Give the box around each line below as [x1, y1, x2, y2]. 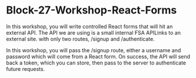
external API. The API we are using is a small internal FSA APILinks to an [6, 29, 181, 36]
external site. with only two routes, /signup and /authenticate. [6, 35, 155, 42]
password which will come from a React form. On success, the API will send [6, 53, 190, 60]
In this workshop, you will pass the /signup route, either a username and [6, 46, 181, 53]
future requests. [6, 65, 45, 72]
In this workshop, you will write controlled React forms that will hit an [6, 23, 173, 30]
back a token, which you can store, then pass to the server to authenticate [6, 59, 187, 66]
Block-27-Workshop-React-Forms [6, 4, 177, 17]
